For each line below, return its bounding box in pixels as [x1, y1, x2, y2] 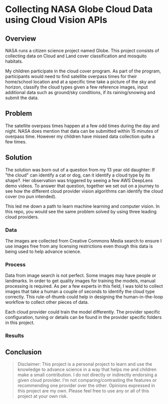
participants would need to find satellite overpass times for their [5, 73, 137, 79]
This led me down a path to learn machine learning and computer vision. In [5, 203, 160, 209]
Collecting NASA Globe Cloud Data [5, 4, 153, 15]
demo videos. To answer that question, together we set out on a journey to [5, 183, 159, 189]
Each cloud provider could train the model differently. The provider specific [5, 309, 160, 315]
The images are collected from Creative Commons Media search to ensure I [5, 237, 162, 244]
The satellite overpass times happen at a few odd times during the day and [5, 122, 159, 129]
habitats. [5, 58, 24, 64]
